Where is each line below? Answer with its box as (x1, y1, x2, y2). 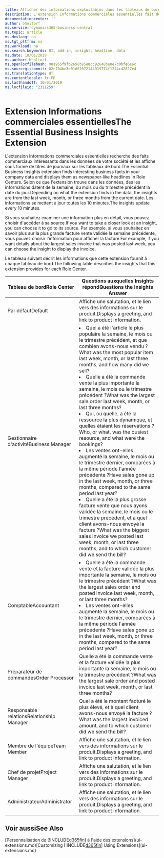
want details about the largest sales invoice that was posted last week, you (5, 241, 156, 247)
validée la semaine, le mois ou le (79, 508, 153, 515)
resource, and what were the (79, 435, 145, 442)
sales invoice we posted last (79, 533, 144, 540)
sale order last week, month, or (79, 398, 150, 405)
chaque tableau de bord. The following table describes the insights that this (5, 261, 156, 267)
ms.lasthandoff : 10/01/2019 (5, 80, 62, 85)
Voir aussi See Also (5, 824, 63, 833)
